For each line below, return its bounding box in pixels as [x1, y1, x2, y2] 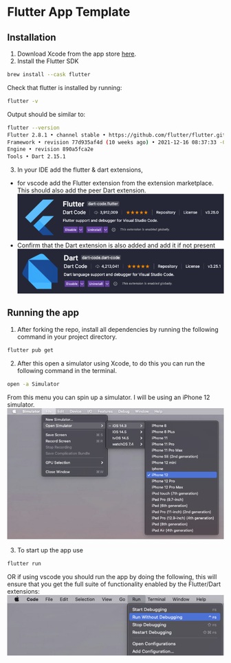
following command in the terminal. [16, 366, 117, 374]
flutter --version [7, 124, 60, 131]
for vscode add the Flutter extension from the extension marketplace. [16, 179, 214, 188]
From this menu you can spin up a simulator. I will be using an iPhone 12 [7, 393, 210, 401]
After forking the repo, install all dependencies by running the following [16, 325, 219, 333]
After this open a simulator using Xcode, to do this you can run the [16, 359, 205, 368]
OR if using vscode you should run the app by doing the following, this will [7, 572, 217, 581]
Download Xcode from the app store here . [16, 49, 137, 58]
